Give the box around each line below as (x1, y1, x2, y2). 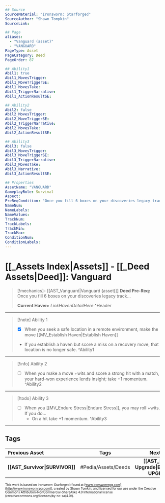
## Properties (5, 180, 34, 185)
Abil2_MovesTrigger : (5, 112, 48, 117)
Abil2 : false (5, 107, 32, 112)
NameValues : (5, 212, 29, 217)
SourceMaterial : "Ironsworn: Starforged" (5, 12, 91, 17)
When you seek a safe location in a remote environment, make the (24, 326, 159, 332)
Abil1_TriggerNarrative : (5, 89, 56, 94)
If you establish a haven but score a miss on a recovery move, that (24, 341, 159, 347)
